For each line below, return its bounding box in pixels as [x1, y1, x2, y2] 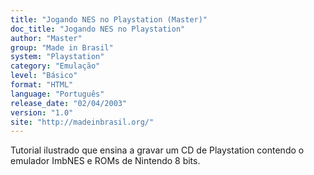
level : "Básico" [10, 71, 78, 81]
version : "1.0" [10, 107, 74, 118]
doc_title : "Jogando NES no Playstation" [10, 24, 186, 34]
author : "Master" [10, 33, 83, 43]
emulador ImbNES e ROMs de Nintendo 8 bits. [10, 155, 201, 167]
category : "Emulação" [10, 61, 101, 71]
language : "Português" [10, 89, 105, 99]
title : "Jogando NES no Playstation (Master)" [10, 14, 208, 25]
